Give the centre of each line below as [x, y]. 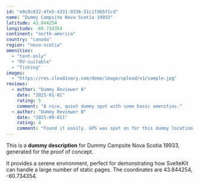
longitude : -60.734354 [34, 28]
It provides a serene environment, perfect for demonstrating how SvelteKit [97, 163]
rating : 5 [29, 100]
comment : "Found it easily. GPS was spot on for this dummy [93, 128]
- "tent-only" [29, 56]
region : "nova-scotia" [34, 45]
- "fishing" [27, 67]
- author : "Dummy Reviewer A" [49, 90]
